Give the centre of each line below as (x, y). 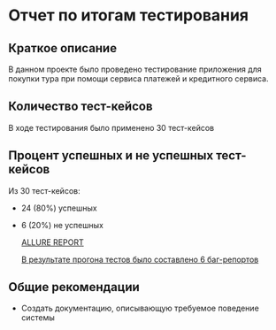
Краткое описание (62, 48)
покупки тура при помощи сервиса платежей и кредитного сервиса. (138, 79)
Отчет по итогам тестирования (129, 15)
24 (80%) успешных (59, 208)
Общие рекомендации (74, 287)
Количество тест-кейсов (80, 107)
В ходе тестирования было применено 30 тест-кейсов (111, 127)
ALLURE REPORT (53, 242)
